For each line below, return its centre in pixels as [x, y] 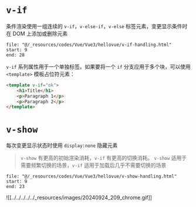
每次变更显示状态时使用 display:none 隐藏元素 [62, 145]
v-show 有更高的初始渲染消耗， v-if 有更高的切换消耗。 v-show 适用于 [104, 158]
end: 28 [16, 55]
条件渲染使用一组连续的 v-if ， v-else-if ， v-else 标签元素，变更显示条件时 [97, 26]
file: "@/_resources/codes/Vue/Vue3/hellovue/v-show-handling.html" [92, 176]
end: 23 [16, 187]
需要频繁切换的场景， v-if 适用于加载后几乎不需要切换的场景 [93, 165]
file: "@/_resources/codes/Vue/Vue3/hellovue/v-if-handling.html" [89, 45]
